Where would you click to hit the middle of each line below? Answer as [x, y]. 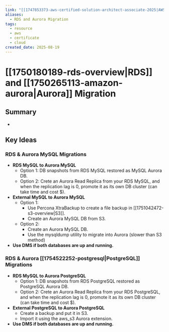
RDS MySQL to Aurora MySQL [44, 165]
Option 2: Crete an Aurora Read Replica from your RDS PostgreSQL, [90, 292]
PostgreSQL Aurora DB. [44, 286]
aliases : [14, 15]
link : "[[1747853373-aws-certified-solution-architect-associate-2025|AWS [85, 10]
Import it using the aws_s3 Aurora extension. [66, 318]
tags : [11, 24]
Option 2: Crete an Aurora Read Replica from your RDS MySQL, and [90, 181]
